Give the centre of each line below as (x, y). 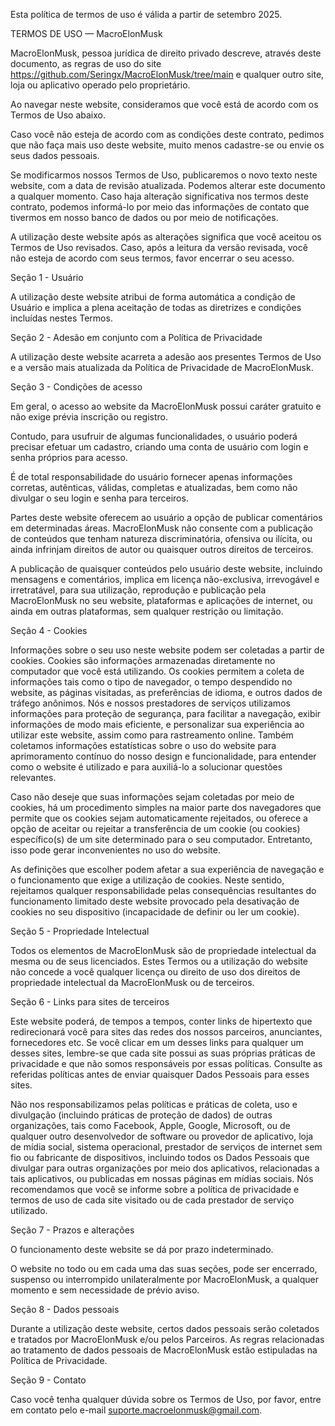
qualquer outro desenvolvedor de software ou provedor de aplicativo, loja (162, 1136)
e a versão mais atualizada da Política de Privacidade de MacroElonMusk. (162, 367)
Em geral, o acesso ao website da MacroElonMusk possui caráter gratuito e (166, 406)
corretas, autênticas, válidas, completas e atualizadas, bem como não (154, 487)
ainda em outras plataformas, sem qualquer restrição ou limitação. (147, 611)
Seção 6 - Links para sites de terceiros (90, 1002)
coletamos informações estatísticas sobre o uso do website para (143, 745)
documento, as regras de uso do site (86, 63)
